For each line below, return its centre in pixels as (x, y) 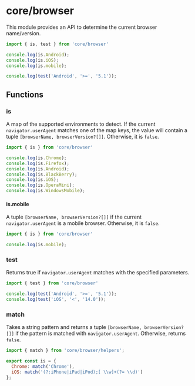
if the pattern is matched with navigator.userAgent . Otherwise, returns (101, 334)
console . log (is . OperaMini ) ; (41, 185)
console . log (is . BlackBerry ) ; (42, 174)
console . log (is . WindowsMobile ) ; (46, 191)
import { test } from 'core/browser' (52, 283)
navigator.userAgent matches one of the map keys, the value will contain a (97, 130)
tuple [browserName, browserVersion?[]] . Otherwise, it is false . (83, 137)
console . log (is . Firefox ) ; (38, 163)
